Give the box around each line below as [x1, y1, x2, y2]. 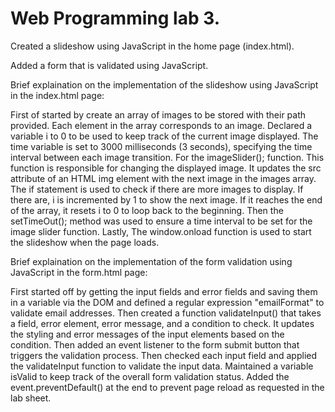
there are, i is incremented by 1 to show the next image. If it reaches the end [10, 193, 323, 206]
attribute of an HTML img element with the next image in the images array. [10, 172, 317, 184]
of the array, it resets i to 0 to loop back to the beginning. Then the [10, 204, 284, 216]
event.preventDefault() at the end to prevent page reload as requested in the [10, 381, 325, 393]
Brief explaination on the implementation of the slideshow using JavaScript [10, 78, 319, 91]
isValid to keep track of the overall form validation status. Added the [10, 370, 290, 382]
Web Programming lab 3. [10, 7, 221, 30]
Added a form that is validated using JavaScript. [10, 59, 209, 71]
